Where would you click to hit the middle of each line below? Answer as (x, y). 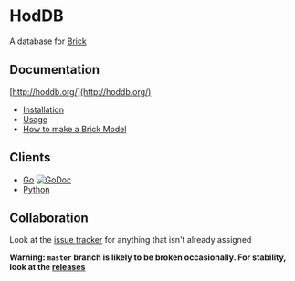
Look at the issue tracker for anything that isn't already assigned (131, 240)
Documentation (55, 70)
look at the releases (47, 267)
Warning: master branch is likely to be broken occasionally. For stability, (148, 257)
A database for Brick (48, 41)
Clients (30, 157)
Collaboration (49, 218)
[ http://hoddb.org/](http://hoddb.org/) (80, 91)
